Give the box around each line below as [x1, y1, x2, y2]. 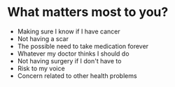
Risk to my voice [17, 64, 65, 72]
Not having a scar [17, 34, 69, 42]
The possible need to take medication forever [17, 42, 149, 50]
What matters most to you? [7, 4, 169, 20]
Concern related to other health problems [17, 71, 138, 80]
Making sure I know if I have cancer [17, 27, 120, 35]
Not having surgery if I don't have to [17, 56, 122, 65]
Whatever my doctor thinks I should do [17, 49, 129, 58]
